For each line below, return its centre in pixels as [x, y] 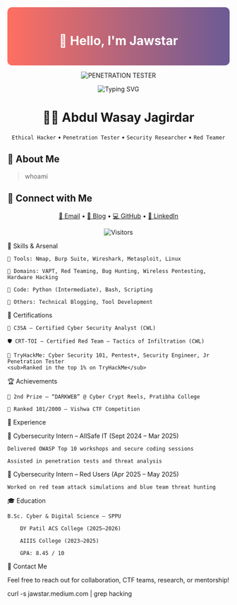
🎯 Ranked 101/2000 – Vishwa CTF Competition [74, 409]
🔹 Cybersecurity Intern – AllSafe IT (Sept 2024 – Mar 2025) [93, 436]
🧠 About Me [34, 159]
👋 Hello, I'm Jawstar [119, 41]
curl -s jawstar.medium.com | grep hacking [70, 593]
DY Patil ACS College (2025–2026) [71, 528]
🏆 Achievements [32, 381]
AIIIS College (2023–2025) [60, 541]
